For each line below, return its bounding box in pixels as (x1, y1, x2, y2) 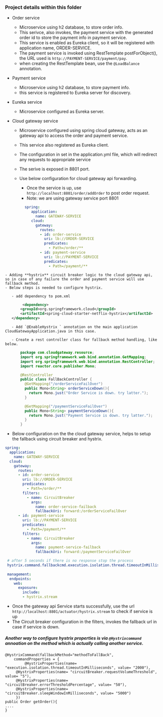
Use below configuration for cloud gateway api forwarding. (19, 176, 137, 182)
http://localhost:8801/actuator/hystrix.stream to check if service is (12, 608, 153, 614)
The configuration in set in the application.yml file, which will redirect (19, 151, 157, 157)
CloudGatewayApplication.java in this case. (5, 329, 97, 334)
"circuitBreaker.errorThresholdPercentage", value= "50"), (5, 682, 127, 687)
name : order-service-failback (35, 504, 97, 509)
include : (22, 590, 40, 595)
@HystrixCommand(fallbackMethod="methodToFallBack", (5, 653, 114, 658)
